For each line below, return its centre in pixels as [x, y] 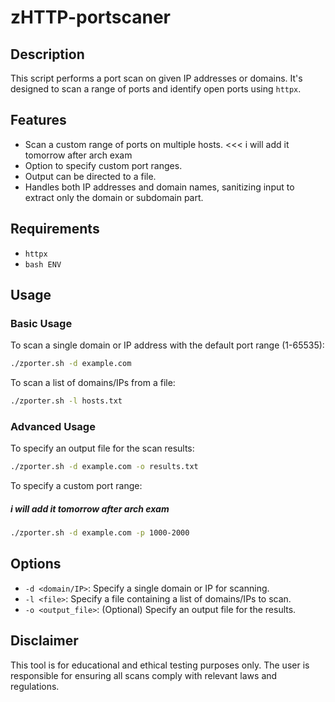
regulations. [35, 686]
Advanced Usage [53, 426]
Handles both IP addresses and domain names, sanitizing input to [159, 187]
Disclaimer [44, 641]
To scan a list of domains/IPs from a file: [93, 383]
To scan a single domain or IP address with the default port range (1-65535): [167, 345]
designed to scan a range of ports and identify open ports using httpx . [156, 89]
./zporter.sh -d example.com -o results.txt [104, 467]
